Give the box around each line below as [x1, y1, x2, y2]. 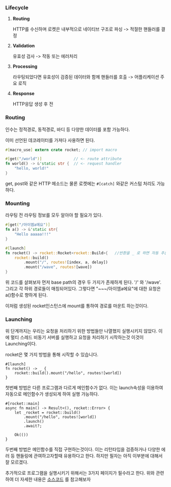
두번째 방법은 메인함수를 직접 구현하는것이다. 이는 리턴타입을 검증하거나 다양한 [5, 446, 160, 452]
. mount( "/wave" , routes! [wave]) [23, 264, 93, 270]
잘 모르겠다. [5, 459, 29, 465]
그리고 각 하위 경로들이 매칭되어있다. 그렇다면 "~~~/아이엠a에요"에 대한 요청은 [5, 286, 161, 292]
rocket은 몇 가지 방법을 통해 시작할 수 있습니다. [5, 351, 99, 358]
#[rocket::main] [5, 401, 40, 407]
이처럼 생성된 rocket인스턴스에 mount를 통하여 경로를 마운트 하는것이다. [5, 303, 149, 309]
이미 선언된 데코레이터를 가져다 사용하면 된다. [5, 137, 95, 143]
